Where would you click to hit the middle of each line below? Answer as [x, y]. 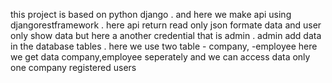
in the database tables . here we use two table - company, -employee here [164, 46]
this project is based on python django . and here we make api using [151, 14]
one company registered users [73, 67]
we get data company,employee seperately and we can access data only [160, 57]
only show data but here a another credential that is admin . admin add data [166, 35]
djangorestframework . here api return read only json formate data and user [166, 25]
